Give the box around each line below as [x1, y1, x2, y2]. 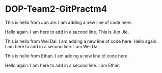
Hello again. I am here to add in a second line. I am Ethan [5, 62, 120, 68]
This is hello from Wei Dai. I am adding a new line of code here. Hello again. [5, 38, 158, 44]
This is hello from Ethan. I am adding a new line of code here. [5, 53, 129, 59]
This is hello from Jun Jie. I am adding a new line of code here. [5, 19, 132, 25]
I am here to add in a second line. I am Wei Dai [5, 43, 99, 49]
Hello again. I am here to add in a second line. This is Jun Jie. [5, 29, 129, 35]
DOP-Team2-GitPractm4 [5, 3, 107, 15]
